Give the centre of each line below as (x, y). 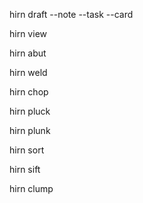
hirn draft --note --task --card (71, 14)
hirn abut (28, 53)
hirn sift (25, 169)
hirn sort (27, 150)
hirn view (28, 33)
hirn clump (31, 188)
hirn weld (28, 72)
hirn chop (29, 92)
